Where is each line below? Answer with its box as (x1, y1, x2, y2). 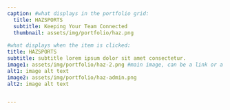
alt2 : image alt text (7, 80, 70, 87)
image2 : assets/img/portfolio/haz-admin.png (7, 74, 137, 81)
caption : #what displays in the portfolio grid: (7, 10, 149, 17)
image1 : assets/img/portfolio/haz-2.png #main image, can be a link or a (7, 61, 224, 68)
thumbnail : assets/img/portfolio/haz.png (13, 29, 134, 36)
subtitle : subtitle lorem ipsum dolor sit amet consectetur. (7, 55, 187, 62)
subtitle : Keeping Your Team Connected (13, 23, 128, 30)
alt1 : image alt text (7, 67, 70, 74)
